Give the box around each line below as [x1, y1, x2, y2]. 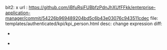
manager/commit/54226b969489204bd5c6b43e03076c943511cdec [5, 15, 150, 21]
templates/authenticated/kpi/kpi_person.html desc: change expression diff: [5, 20, 162, 27]
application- [5, 10, 30, 16]
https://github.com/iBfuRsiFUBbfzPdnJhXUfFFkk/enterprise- [28, 5, 156, 10]
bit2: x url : [5, 5, 28, 10]
